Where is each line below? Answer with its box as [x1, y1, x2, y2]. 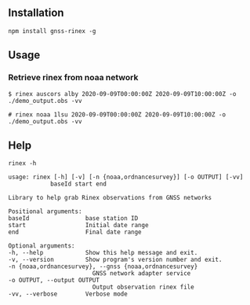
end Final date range [8, 228, 143, 237]
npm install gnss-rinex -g [8, 27, 96, 35]
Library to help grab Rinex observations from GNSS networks [8, 194, 212, 202]
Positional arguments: [8, 208, 82, 215]
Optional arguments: [8, 242, 76, 250]
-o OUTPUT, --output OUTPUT [8, 277, 100, 285]
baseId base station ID [8, 215, 139, 222]
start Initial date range [8, 222, 149, 230]
